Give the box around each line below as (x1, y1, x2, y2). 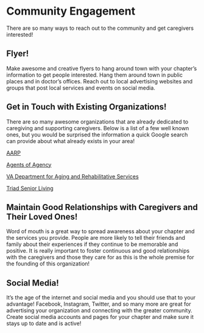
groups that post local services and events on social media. (6, 84, 155, 91)
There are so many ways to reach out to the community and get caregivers (6, 24, 194, 32)
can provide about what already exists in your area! (6, 137, 135, 144)
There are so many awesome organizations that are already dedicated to (6, 117, 189, 125)
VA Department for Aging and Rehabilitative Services (6, 172, 139, 180)
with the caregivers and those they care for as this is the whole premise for (6, 254, 194, 261)
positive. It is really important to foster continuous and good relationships (6, 247, 190, 254)
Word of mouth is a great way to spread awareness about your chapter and (6, 228, 195, 235)
